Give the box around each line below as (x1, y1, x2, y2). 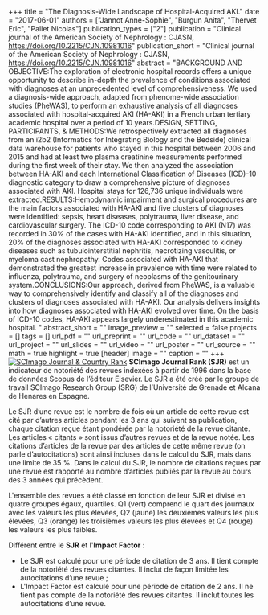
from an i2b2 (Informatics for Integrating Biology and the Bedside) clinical (8, 135, 251, 144)
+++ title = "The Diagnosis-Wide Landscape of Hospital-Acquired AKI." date (8, 7, 260, 16)
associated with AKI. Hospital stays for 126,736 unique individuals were (8, 187, 244, 195)
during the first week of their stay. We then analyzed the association (8, 161, 234, 170)
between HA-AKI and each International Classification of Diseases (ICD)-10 (8, 169, 257, 178)
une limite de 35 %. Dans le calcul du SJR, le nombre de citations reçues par (8, 458, 262, 467)
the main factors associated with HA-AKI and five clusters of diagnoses (8, 203, 245, 212)
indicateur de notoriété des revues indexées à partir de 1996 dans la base (8, 366, 251, 375)
